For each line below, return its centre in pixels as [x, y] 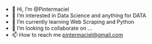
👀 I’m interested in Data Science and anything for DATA [79, 15]
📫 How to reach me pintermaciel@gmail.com [67, 35]
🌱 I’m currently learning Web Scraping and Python [73, 22]
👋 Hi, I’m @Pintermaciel [40, 9]
